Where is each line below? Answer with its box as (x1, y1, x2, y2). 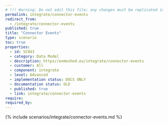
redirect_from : (5, 16, 37, 21)
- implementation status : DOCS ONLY (9, 77, 86, 82)
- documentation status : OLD (9, 81, 70, 86)
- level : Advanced (9, 72, 48, 77)
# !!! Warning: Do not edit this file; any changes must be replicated (5, 7, 157, 12)
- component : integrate (9, 68, 59, 73)
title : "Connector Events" (5, 30, 61, 35)
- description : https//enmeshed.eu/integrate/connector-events (9, 58, 144, 63)
